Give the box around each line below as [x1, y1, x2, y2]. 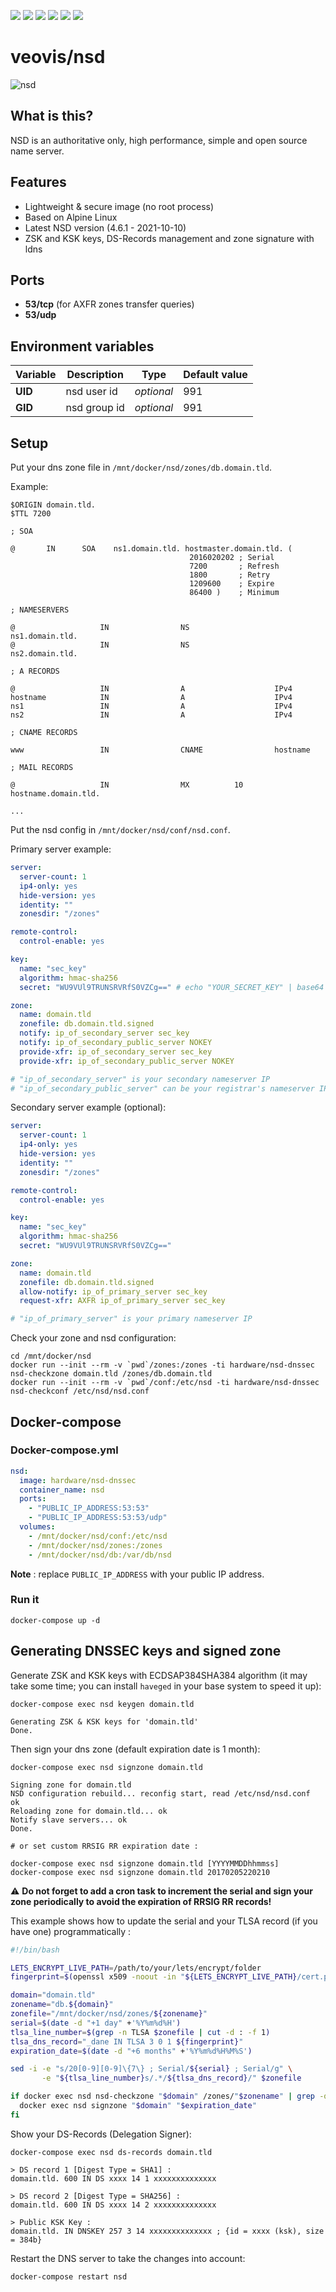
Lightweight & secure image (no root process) [24, 200, 215, 212]
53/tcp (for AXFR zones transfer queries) [24, 298, 195, 310]
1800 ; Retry [189, 570, 271, 580]
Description [66, 368, 124, 382]
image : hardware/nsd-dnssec [19, 1475, 137, 1485]
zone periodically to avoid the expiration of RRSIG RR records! [10, 1895, 272, 1907]
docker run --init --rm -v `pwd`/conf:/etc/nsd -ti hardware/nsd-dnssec [10, 1378, 320, 1388]
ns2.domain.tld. [10, 649, 78, 659]
